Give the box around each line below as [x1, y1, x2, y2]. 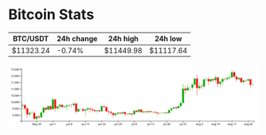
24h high [108, 34, 139, 44]
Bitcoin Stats [8, 6, 95, 24]
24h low [154, 34, 182, 44]
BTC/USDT [13, 34, 49, 44]
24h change [57, 34, 98, 44]
